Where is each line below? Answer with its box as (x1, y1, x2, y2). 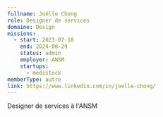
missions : (7, 30, 37, 37)
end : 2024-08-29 (20, 43, 68, 50)
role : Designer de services (7, 17, 90, 24)
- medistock (25, 69, 61, 76)
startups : (20, 63, 49, 70)
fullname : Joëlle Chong (7, 10, 78, 18)
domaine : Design (7, 23, 55, 30)
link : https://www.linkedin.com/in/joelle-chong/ (7, 82, 157, 90)
